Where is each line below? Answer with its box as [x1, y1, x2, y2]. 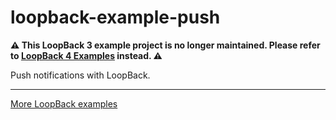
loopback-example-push [10, 6, 221, 29]
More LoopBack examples [10, 97, 118, 110]
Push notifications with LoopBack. [10, 69, 151, 81]
